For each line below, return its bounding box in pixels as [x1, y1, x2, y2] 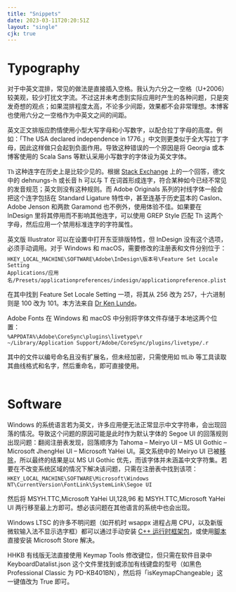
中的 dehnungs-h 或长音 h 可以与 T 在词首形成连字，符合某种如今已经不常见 [7, 176, 227, 185]
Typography [7, 61, 81, 76]
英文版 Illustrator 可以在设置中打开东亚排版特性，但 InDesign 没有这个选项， [7, 235, 227, 244]
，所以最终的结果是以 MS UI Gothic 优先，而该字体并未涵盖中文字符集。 [13, 456, 221, 464]
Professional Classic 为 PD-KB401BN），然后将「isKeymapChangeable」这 [7, 569, 223, 577]
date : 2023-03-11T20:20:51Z [7, 17, 90, 24]
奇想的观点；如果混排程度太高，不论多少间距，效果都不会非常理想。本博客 [13, 102, 229, 111]
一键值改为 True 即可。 [7, 577, 74, 586]
